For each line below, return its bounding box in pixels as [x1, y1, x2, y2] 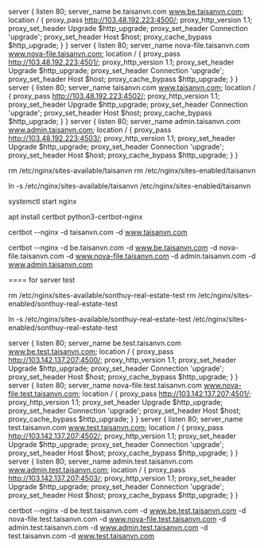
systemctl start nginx [8, 196, 77, 206]
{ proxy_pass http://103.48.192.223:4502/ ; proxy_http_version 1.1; [8, 91, 220, 100]
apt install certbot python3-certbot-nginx [8, 212, 143, 221]
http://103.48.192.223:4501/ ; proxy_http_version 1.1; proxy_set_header [8, 57, 235, 67]
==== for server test [8, 275, 76, 285]
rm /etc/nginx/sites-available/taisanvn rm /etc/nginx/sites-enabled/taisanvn [8, 166, 256, 175]
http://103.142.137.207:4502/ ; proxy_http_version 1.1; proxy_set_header [8, 431, 236, 441]
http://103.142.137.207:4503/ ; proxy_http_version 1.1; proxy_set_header [8, 473, 237, 483]
